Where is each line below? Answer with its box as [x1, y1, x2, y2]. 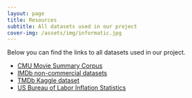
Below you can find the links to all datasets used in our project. [7, 48, 186, 57]
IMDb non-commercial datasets [17, 69, 108, 77]
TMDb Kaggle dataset [17, 77, 80, 85]
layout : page [7, 10, 45, 17]
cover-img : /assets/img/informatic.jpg [7, 29, 122, 37]
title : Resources [7, 17, 57, 23]
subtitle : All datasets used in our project [7, 23, 137, 30]
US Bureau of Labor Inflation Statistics [17, 84, 126, 92]
